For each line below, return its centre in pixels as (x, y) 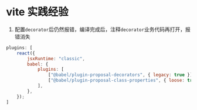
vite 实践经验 (37, 12)
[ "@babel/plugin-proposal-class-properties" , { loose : (116, 80)
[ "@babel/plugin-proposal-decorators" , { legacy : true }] (120, 75)
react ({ (26, 53)
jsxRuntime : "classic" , (56, 59)
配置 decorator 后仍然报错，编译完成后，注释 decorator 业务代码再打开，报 (102, 29)
